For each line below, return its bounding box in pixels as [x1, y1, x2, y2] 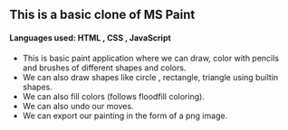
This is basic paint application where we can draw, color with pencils [22, 52, 279, 63]
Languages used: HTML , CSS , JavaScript [9, 32, 172, 43]
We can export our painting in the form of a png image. [22, 110, 228, 121]
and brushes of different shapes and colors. [22, 62, 187, 73]
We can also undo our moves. [22, 100, 134, 111]
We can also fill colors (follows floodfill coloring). [22, 90, 206, 102]
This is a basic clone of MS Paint [9, 7, 196, 23]
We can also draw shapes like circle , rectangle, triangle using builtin [22, 71, 279, 82]
